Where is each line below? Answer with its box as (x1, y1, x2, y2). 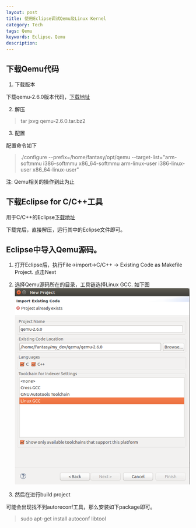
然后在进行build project (14, 491, 71, 498)
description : (6, 40, 38, 46)
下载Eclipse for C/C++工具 (6, 197, 103, 207)
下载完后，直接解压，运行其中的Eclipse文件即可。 (6, 226, 126, 233)
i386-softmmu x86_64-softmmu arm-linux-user (43, 160, 157, 167)
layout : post (6, 9, 38, 15)
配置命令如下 (6, 142, 37, 149)
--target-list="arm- (131, 153, 177, 160)
